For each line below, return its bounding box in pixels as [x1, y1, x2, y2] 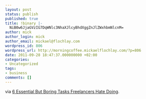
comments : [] [5, 75, 32, 80]
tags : [5, 66, 16, 71]
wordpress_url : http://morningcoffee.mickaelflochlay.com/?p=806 [5, 48, 141, 53]
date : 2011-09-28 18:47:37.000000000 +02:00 [5, 52, 97, 58]
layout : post [5, 7, 32, 12]
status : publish [5, 12, 38, 17]
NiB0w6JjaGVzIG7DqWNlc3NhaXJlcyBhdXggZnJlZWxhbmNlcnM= [9, 25, 124, 30]
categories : [5, 57, 29, 62]
